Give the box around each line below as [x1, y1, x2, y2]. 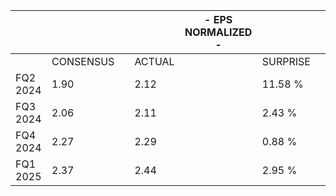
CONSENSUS [51, 55, 115, 68]
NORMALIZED [184, 25, 253, 39]
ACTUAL [134, 55, 175, 68]
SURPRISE [261, 55, 311, 68]
